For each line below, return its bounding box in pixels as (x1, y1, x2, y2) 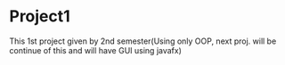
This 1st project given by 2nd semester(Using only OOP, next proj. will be (9, 36, 277, 46)
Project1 (9, 6, 71, 27)
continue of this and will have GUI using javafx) (9, 45, 183, 55)
